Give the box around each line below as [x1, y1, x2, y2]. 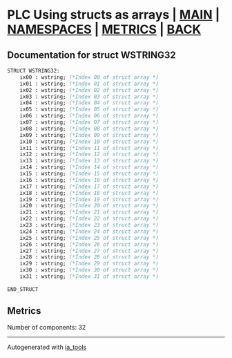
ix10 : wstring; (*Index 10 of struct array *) [19, 138, 159, 145]
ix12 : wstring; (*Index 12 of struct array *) [19, 151, 159, 158]
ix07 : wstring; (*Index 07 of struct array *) [19, 119, 159, 126]
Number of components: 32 [7, 323, 86, 332]
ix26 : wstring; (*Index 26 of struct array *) [19, 241, 159, 248]
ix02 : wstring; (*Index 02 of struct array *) [19, 86, 159, 93]
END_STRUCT [7, 285, 39, 293]
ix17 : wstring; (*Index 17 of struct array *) [19, 183, 159, 190]
